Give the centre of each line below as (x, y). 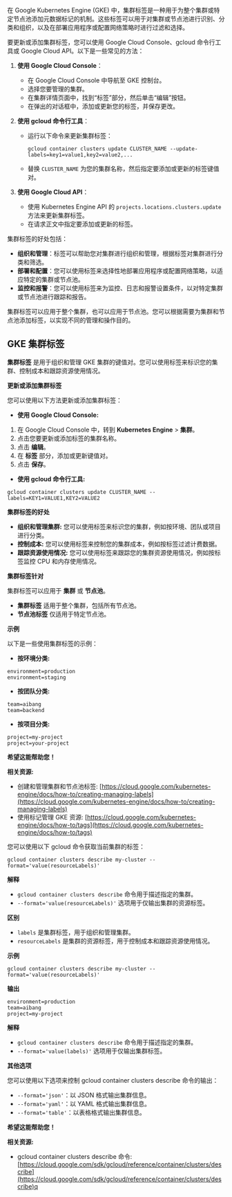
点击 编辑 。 (33, 447)
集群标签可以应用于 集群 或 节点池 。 (58, 590)
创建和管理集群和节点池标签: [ (59, 786)
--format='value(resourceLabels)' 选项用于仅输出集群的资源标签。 (113, 903)
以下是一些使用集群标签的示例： (52, 644)
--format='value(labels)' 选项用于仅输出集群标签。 (91, 1051)
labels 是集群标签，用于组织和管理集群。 (76, 932)
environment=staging (37, 677)
